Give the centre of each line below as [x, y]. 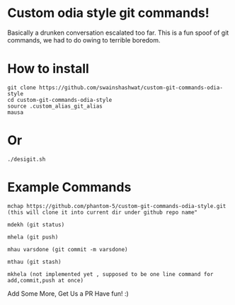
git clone [22, 87]
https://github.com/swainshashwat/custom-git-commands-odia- [131, 87]
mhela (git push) [33, 237]
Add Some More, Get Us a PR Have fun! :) [68, 293]
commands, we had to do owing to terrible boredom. [84, 40]
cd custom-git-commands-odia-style [60, 100]
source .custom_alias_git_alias [55, 106]
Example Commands [69, 187]
